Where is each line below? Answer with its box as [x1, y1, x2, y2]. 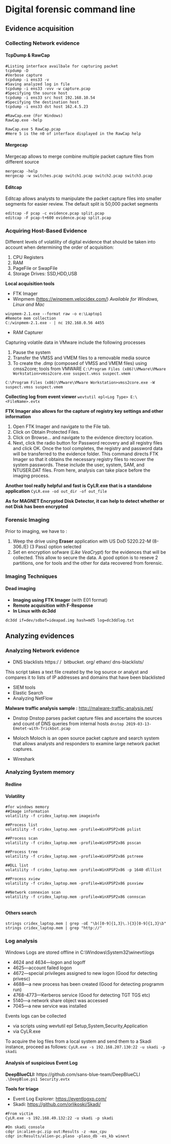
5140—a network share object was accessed [12, 997, 108, 1003]
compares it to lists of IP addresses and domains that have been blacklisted [5, 674, 165, 680]
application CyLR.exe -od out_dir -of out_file [5, 488, 107, 494]
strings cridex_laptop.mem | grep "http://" [5, 926, 102, 931]
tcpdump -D [5, 68, 29, 73]
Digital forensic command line [5, 4, 136, 15]
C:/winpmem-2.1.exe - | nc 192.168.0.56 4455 [5, 320, 104, 326]
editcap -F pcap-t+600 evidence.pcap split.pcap [5, 215, 111, 220]
